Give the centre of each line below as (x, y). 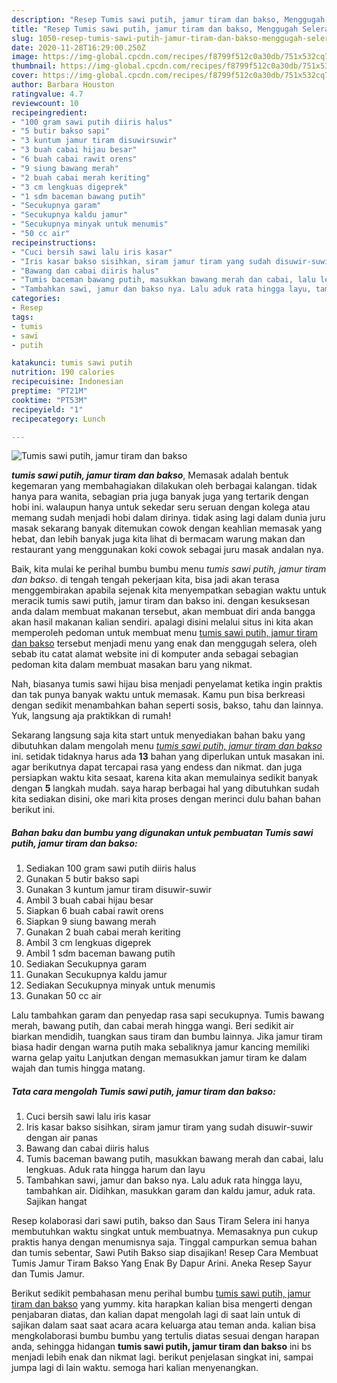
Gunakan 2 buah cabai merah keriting (103, 932)
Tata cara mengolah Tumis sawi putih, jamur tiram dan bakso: (143, 1091)
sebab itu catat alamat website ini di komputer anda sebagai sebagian (155, 654)
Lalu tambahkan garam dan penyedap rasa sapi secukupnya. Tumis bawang (168, 1015)
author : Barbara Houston (63, 85)
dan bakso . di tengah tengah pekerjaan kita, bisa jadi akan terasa (145, 580)
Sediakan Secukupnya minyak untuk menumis (120, 985)
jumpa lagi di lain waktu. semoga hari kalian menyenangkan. (135, 1368)
